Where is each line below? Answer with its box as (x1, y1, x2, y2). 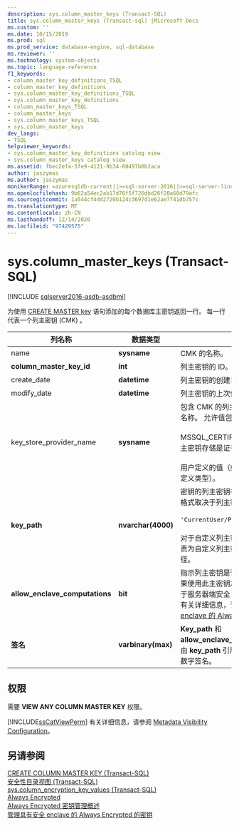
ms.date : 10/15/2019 (7, 30, 69, 38)
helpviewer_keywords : (7, 143, 72, 151)
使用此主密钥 (187, 578, 231, 588)
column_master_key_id (11, 361, 90, 371)
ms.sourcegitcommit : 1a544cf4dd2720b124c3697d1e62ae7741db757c (7, 196, 199, 203)
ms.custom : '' (7, 24, 50, 31)
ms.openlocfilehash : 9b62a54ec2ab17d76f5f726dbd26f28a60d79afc (7, 190, 199, 197)
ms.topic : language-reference (7, 63, 97, 71)
